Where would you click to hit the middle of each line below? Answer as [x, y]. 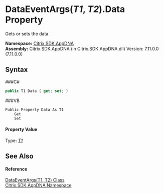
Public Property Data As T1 [35, 109]
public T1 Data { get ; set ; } [37, 91]
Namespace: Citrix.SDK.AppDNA [40, 43]
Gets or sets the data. [28, 33]
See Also [19, 156]
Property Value [21, 129]
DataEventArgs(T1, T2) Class [35, 180]
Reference [16, 169]
